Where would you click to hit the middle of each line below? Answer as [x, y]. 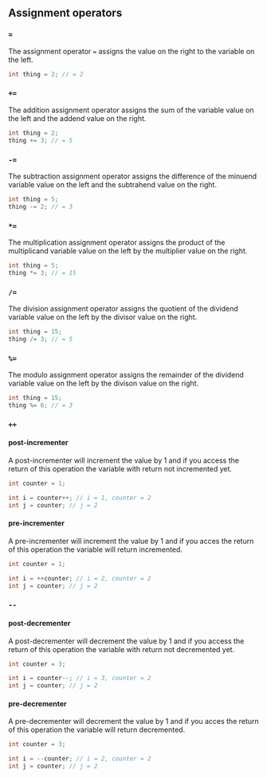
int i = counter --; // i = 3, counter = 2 [80, 678]
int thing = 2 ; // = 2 [46, 74]
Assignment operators [65, 13]
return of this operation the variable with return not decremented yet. [122, 649]
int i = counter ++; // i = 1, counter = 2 [80, 498]
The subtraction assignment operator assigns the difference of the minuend [133, 176]
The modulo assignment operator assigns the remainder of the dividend [126, 375]
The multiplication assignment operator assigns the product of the [117, 242]
